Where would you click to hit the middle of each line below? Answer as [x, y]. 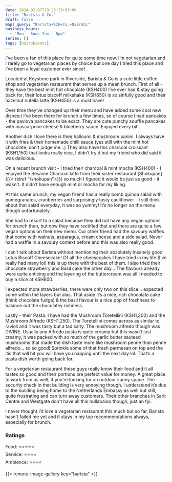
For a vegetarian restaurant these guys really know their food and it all [79, 369]
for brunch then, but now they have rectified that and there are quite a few [83, 226]
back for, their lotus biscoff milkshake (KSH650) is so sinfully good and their [85, 95]
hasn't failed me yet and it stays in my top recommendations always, [78, 417]
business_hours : [23, 29]
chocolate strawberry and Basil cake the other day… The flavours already [83, 268]
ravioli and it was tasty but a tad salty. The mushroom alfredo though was [83, 326]
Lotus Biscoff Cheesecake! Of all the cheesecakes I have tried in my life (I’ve [86, 257]
